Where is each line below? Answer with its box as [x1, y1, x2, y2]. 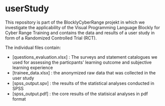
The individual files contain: [5, 44, 61, 50]
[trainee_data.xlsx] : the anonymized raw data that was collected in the [12, 70, 156, 75]
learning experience [12, 65, 53, 71]
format [12, 96, 26, 102]
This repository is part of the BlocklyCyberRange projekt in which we [5, 19, 145, 25]
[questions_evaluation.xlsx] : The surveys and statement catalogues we [12, 54, 158, 60]
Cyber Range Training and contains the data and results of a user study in [5, 30, 155, 35]
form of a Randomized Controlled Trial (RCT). [5, 35, 97, 41]
